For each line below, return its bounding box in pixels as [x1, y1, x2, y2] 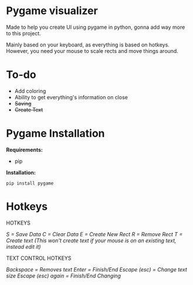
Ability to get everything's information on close [14, 93, 128, 100]
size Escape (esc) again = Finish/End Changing [6, 272, 121, 279]
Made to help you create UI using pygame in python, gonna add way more [6, 24, 185, 31]
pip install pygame [6, 180, 54, 186]
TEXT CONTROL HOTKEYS [6, 254, 72, 261]
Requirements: [6, 146, 43, 153]
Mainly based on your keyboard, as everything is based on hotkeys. [6, 41, 170, 48]
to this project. [6, 29, 41, 36]
